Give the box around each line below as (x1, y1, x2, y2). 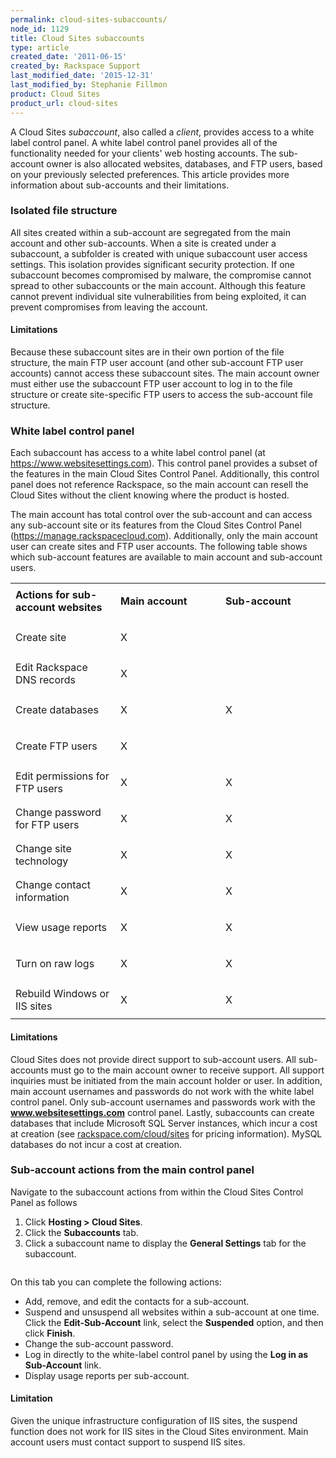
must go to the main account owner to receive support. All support (50, 1064, 325, 1076)
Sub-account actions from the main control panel (10, 1163, 255, 1177)
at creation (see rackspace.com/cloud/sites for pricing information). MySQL (10, 1127, 323, 1140)
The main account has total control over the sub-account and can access (10, 509, 313, 521)
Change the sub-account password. (24, 1337, 174, 1350)
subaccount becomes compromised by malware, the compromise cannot (10, 269, 312, 281)
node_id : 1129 (10, 24, 70, 34)
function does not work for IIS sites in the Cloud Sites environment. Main (10, 1426, 309, 1437)
